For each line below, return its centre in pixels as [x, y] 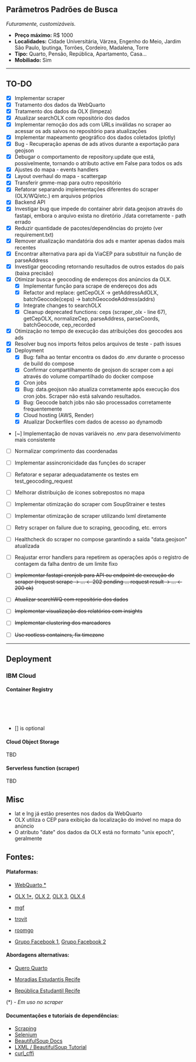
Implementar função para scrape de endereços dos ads [90, 286]
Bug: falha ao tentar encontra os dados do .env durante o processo [104, 357]
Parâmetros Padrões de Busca [62, 10]
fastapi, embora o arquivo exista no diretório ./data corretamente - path [100, 216]
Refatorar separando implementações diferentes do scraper [86, 189]
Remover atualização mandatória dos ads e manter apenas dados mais [99, 241]
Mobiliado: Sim [33, 60]
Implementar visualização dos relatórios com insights [78, 611]
